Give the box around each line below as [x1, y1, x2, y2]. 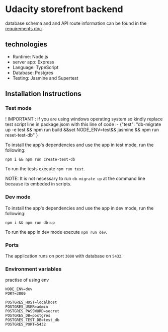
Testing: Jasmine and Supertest [12, 75, 79, 81]
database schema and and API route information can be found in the [5, 20, 147, 26]
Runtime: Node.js [12, 53, 49, 59]
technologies [5, 40, 48, 49]
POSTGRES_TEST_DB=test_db [5, 317, 59, 323]
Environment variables [5, 265, 62, 273]
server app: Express [12, 59, 54, 65]
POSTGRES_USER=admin [5, 304, 49, 309]
